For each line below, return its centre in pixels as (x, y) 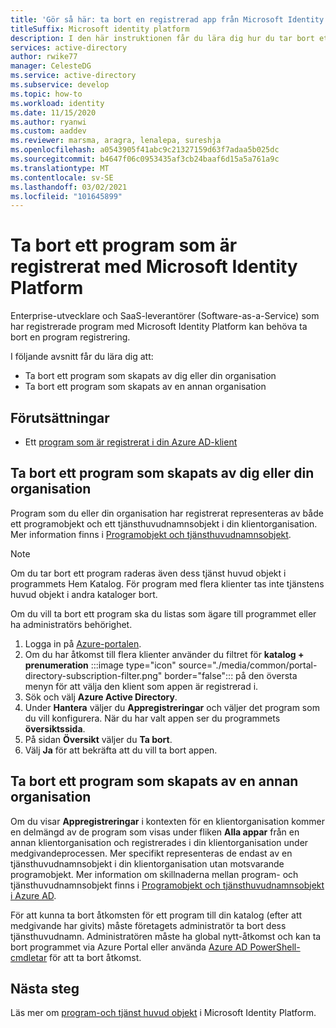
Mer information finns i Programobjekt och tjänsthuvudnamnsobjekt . (151, 534)
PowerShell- (275, 947)
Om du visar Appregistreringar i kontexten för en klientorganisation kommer (167, 821)
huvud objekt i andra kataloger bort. (84, 594)
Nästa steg (45, 989)
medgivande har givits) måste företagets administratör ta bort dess (148, 925)
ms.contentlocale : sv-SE (62, 177)
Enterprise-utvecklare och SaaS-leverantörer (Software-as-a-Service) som (165, 316)
